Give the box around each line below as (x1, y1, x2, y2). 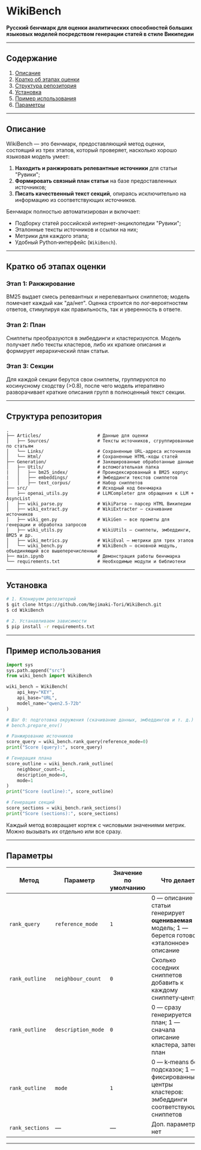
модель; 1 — (151, 923, 188, 932)
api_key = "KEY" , (17, 689, 55, 696)
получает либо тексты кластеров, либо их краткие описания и (6, 340, 166, 348)
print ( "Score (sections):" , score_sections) (6, 810, 119, 816)
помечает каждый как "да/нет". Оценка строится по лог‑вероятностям (6, 300, 188, 307)
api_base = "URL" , (17, 695, 58, 701)
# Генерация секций (6, 799, 55, 805)
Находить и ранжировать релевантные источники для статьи (14, 164, 178, 171)
